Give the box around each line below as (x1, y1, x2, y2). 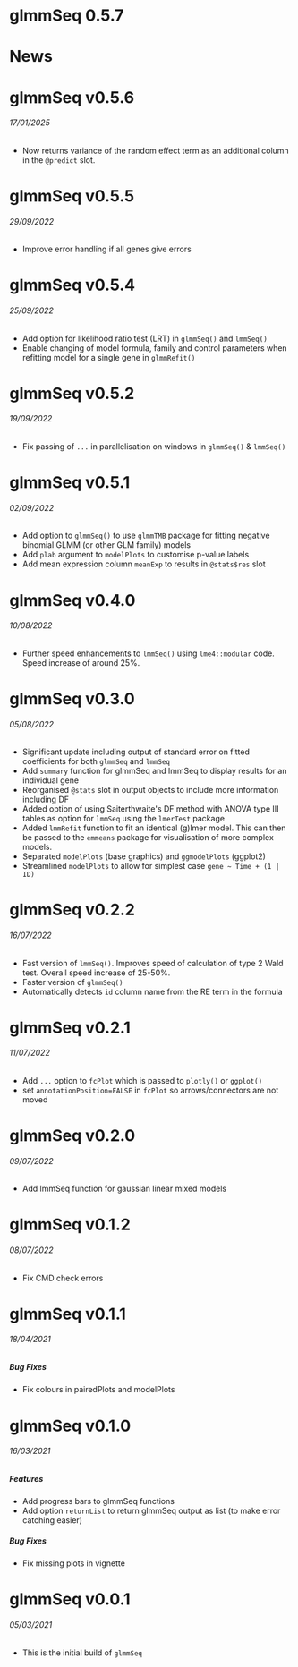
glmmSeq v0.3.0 (9, 688, 136, 709)
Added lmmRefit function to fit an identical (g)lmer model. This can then (21, 822, 286, 833)
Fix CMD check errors (21, 1272, 104, 1283)
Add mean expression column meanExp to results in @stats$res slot (21, 558, 266, 569)
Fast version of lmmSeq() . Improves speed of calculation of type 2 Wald (21, 957, 284, 968)
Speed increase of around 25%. (21, 657, 140, 668)
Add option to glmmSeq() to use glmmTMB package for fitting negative (21, 530, 270, 541)
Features (9, 1473, 44, 1484)
